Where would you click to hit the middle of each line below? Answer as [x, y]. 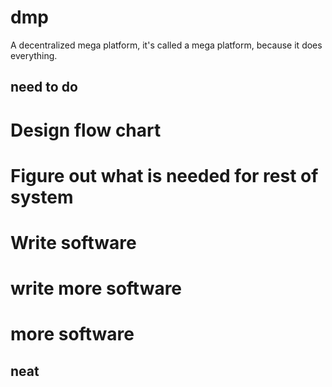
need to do [44, 87]
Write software [73, 242]
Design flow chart [86, 130]
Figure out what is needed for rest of [164, 175]
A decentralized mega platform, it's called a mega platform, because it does [166, 45]
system [42, 197]
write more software [96, 288]
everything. [34, 55]
